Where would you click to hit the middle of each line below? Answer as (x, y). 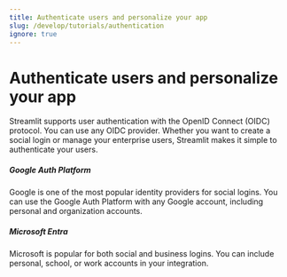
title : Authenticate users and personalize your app (109, 17)
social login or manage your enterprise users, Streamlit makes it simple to (143, 140)
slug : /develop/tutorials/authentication (87, 26)
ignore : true (33, 34)
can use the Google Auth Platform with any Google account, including (136, 202)
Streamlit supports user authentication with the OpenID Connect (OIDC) (140, 122)
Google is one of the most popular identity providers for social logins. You (143, 193)
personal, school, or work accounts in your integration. (109, 264)
